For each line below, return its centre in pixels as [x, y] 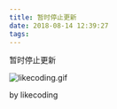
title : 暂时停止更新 [43, 17]
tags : [19, 34]
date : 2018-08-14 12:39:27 [59, 26]
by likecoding [34, 95]
